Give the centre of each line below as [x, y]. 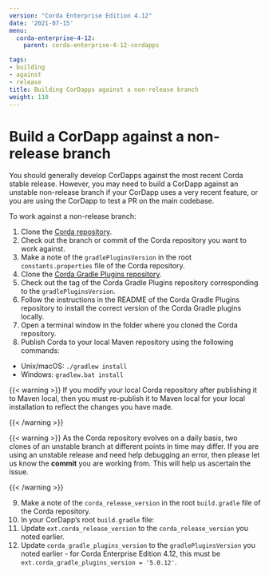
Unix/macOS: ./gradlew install [74, 366]
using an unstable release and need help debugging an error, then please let [134, 455]
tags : [18, 60]
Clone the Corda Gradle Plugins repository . [91, 274]
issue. [19, 472]
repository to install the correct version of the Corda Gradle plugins [131, 308]
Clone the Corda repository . [66, 232]
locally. [32, 317]
